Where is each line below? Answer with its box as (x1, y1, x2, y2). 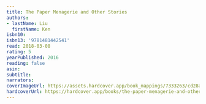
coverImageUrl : (6, 83, 45, 89)
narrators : (6, 77, 34, 83)
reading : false (6, 60, 45, 66)
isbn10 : (6, 32, 26, 38)
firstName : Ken (12, 26, 51, 32)
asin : (6, 65, 20, 72)
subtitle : (6, 72, 32, 78)
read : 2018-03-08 (6, 43, 51, 50)
